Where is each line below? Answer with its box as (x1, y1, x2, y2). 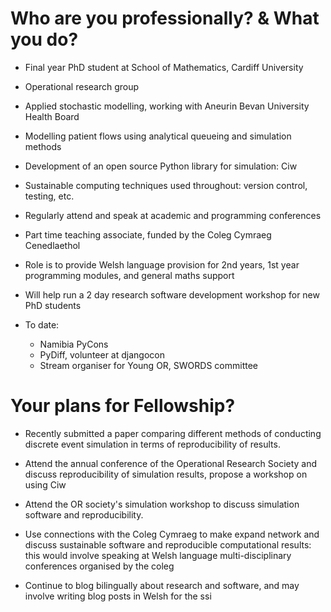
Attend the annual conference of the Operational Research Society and (24, 457, 318, 469)
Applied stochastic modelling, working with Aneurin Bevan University (24, 100, 310, 112)
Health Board (24, 110, 80, 122)
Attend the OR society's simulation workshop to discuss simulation (24, 498, 300, 510)
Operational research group (24, 80, 140, 92)
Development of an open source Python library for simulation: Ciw (24, 160, 298, 172)
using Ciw (24, 478, 67, 491)
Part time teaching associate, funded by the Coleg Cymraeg (24, 228, 272, 241)
